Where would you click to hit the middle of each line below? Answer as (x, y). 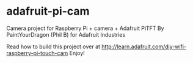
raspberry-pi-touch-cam (37, 53)
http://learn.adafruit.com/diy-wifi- (144, 46)
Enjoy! (77, 53)
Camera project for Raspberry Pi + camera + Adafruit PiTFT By (85, 28)
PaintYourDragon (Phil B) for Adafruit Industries (66, 34)
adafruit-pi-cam (48, 11)
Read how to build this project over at (53, 46)
